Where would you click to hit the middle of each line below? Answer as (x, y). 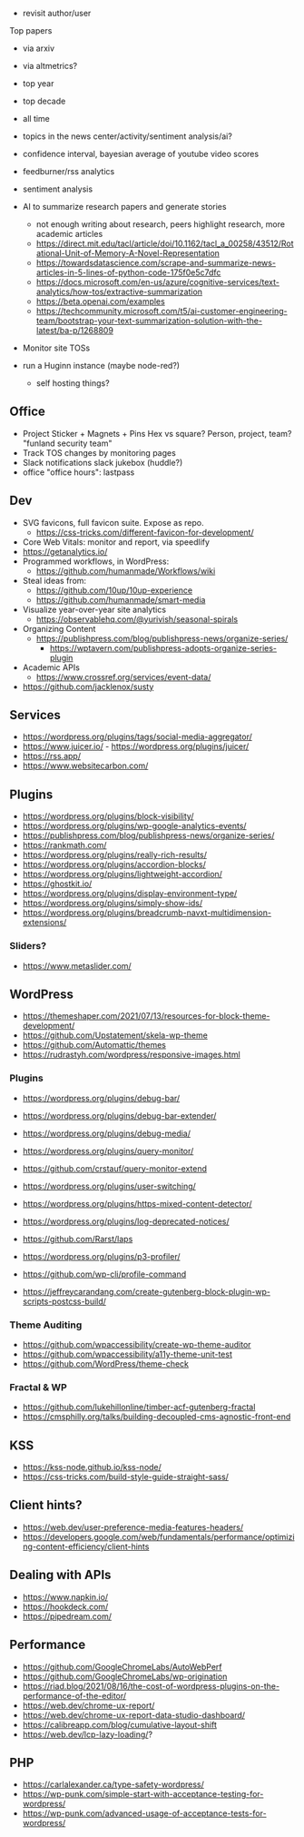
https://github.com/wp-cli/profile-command (104, 1274)
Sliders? (28, 946)
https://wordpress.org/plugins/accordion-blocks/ (114, 864)
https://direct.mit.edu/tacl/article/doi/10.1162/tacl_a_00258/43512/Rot (165, 243)
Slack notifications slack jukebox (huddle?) (103, 462)
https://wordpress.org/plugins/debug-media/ (107, 1133)
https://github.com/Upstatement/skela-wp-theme (115, 1035)
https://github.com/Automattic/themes (94, 1045)
